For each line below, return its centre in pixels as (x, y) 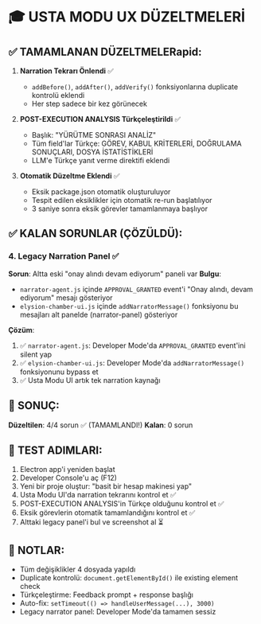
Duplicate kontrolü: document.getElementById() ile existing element (129, 578)
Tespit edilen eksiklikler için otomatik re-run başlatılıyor (122, 200)
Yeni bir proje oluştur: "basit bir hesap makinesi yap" (106, 486)
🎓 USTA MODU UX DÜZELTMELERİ (127, 17)
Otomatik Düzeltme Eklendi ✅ (70, 176)
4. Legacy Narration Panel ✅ (64, 256)
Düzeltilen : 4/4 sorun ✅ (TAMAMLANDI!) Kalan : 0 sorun (101, 425)
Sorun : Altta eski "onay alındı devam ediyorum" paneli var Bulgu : (115, 274)
